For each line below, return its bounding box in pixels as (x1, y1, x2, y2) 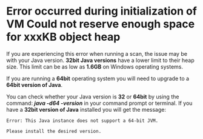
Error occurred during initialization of (6, 4, 197, 18)
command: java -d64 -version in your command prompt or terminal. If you (6, 99, 193, 107)
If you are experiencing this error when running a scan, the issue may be (6, 50, 188, 57)
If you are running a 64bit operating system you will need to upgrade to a (6, 75, 190, 82)
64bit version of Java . (6, 81, 63, 89)
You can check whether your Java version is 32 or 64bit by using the (6, 93, 179, 100)
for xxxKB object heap (6, 30, 121, 44)
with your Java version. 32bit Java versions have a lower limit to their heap (6, 56, 195, 64)
